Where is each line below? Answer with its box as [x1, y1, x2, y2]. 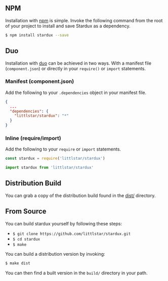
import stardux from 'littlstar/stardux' [5, 165, 94, 170]
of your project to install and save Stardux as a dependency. [5, 23, 131, 29]
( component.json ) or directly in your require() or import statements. [5, 65, 146, 71]
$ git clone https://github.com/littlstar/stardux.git [12, 231, 131, 237]
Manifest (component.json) [5, 78, 74, 85]
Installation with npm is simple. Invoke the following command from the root [5, 17, 163, 23]
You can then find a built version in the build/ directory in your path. [5, 270, 148, 276]
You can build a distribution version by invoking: [5, 251, 105, 257]
